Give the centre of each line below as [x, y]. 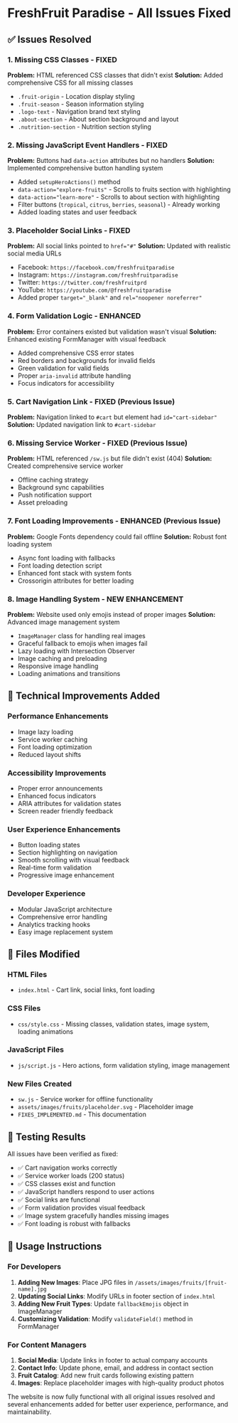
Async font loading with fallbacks [66, 558]
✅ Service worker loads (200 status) [71, 1175]
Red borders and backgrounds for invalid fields [86, 360]
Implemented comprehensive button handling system [85, 168]
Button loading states [49, 845]
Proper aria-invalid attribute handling [74, 376]
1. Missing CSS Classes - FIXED [62, 60]
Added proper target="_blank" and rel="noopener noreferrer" [110, 297]
